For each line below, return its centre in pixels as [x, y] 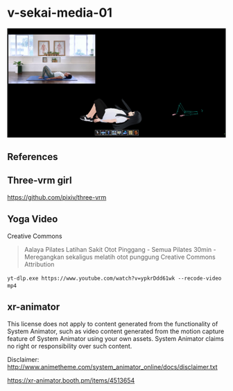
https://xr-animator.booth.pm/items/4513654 [71, 380]
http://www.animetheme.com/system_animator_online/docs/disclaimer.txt [112, 367]
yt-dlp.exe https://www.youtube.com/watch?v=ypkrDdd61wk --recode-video [114, 278]
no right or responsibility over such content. [70, 346]
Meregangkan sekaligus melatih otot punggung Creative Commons [120, 257]
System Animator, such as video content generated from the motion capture [116, 331]
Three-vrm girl [40, 181]
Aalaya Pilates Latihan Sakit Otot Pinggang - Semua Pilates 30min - [120, 249]
